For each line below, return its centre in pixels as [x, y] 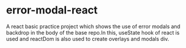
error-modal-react [52, 10]
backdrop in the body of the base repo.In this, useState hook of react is [93, 32]
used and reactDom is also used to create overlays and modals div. [88, 39]
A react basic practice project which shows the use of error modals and [93, 26]
